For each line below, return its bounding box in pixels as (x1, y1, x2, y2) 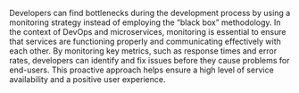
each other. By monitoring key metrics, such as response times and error (9, 46, 278, 56)
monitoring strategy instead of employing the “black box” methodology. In (9, 17, 281, 28)
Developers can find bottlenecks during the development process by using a (9, 8, 291, 18)
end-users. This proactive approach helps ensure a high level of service (9, 64, 274, 75)
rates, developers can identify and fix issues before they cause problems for (9, 55, 290, 65)
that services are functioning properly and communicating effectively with (9, 36, 281, 46)
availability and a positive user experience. (9, 74, 166, 84)
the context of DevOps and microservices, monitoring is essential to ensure (9, 27, 287, 37)
